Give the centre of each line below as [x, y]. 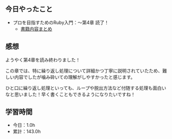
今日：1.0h [24, 125]
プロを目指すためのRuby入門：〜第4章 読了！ [61, 22]
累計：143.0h [27, 131]
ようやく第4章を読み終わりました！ [43, 60]
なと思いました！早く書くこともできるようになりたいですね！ [70, 94]
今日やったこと [29, 9]
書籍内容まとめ [36, 29]
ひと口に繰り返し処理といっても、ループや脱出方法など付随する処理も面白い [86, 88]
